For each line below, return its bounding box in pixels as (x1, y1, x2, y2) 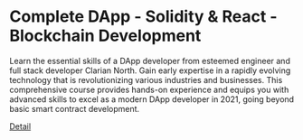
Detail (9, 120, 32, 132)
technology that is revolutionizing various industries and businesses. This (9, 74, 283, 85)
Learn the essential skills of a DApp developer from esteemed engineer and (9, 55, 291, 66)
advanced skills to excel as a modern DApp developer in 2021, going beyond (9, 93, 295, 105)
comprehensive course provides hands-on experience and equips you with (9, 84, 289, 95)
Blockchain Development (9, 25, 202, 46)
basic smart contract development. (9, 103, 140, 114)
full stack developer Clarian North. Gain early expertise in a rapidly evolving (9, 65, 291, 76)
